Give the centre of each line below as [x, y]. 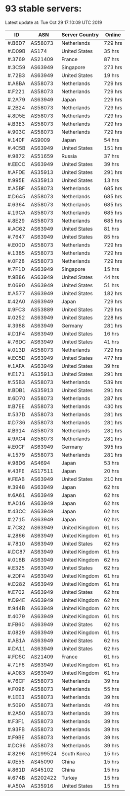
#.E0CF [16, 447]
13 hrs [111, 180]
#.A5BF [16, 188]
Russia [69, 156]
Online [113, 34]
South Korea [76, 753]
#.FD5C [17, 656]
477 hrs [113, 358]
